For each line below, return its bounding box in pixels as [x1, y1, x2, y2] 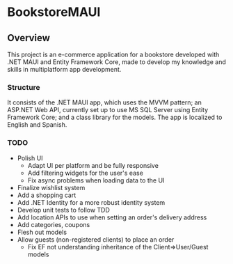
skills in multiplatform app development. [7, 65, 122, 73]
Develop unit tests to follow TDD [17, 205, 110, 214]
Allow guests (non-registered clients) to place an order [17, 235, 175, 244]
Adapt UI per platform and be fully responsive [27, 161, 159, 169]
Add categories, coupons [17, 220, 90, 228]
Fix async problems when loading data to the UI [27, 176, 165, 185]
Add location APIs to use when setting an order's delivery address [17, 213, 207, 222]
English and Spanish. [7, 121, 67, 129]
